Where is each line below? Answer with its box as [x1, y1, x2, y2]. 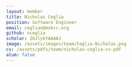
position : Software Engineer [6, 19, 77, 25]
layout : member [6, 8, 43, 15]
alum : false [6, 52, 35, 58]
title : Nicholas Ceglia [6, 14, 64, 20]
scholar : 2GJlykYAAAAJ [6, 36, 61, 41]
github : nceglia [6, 30, 46, 36]
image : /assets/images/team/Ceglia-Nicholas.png [6, 41, 127, 47]
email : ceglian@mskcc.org [6, 24, 69, 31]
